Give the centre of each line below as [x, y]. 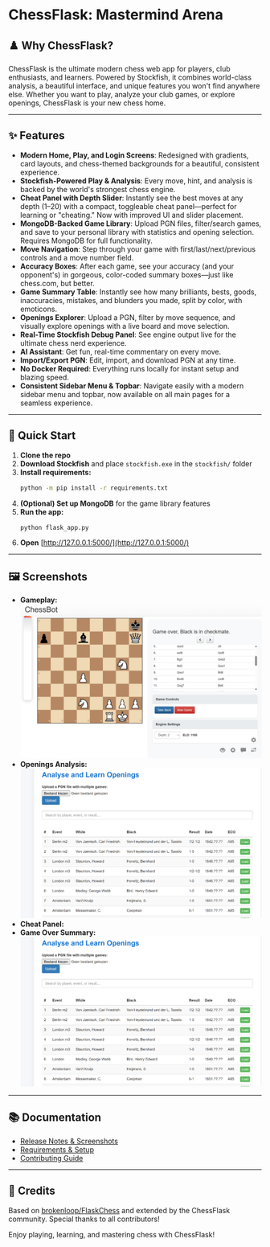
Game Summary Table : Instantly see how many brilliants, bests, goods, [138, 292]
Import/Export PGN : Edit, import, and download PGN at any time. [128, 360]
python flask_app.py [54, 527]
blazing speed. [45, 377]
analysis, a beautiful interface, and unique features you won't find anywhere [134, 86]
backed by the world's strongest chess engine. [98, 189]
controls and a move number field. [77, 257]
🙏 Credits [32, 1191]
